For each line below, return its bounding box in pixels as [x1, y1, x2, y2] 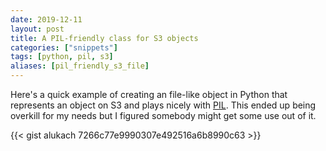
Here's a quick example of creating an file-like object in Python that [10, 89, 288, 100]
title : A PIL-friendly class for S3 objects [10, 33, 199, 43]
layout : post [10, 24, 65, 34]
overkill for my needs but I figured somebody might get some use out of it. [10, 110, 317, 121]
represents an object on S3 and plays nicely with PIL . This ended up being [10, 99, 317, 111]
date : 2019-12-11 [10, 14, 83, 25]
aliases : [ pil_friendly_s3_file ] [10, 61, 150, 71]
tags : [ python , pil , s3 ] [10, 52, 114, 62]
